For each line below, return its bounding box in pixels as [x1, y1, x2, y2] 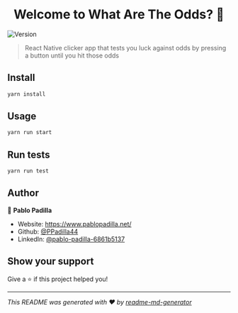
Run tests [7, 148, 50, 160]
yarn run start [7, 129, 52, 136]
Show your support [7, 256, 94, 268]
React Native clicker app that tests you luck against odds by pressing [24, 43, 227, 52]
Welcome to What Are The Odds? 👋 [13, 6, 225, 23]
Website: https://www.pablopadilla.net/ [17, 219, 132, 228]
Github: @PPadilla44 [17, 227, 79, 236]
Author [7, 187, 39, 199]
